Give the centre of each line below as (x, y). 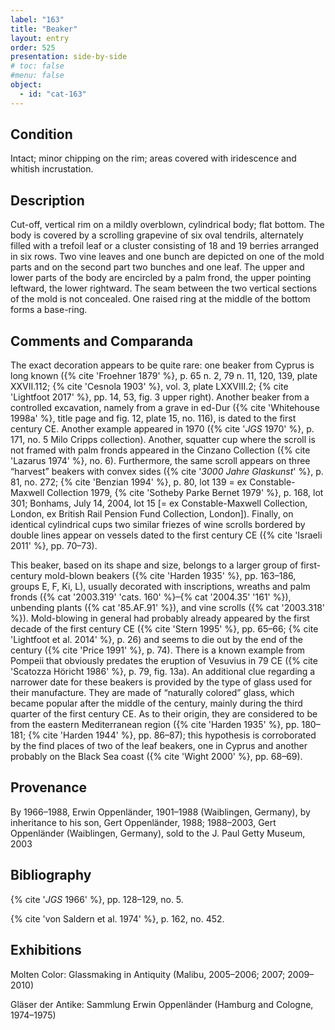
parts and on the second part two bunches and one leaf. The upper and (157, 267)
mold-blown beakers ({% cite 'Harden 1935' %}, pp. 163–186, (170, 576)
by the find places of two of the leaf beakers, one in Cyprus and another (159, 746)
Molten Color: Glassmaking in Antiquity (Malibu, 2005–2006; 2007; (148, 974)
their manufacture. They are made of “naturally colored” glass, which (152, 693)
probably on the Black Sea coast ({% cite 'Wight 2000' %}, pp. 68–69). (156, 757)
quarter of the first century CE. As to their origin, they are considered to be (164, 714)
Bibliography (51, 875)
